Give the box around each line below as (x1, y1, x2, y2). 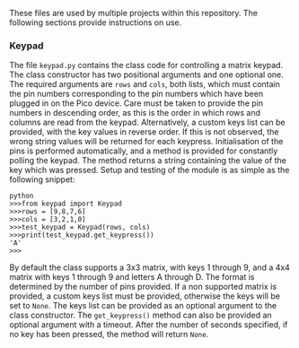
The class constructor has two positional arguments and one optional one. (9, 69, 285, 80)
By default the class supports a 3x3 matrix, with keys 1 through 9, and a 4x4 (9, 262, 290, 273)
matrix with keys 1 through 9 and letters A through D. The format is (9, 272, 255, 283)
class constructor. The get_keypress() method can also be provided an (9, 309, 272, 321)
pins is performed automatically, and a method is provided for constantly (9, 145, 278, 156)
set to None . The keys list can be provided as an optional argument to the (9, 300, 277, 311)
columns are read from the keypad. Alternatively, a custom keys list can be (9, 117, 286, 128)
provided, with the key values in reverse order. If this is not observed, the (9, 126, 280, 137)
